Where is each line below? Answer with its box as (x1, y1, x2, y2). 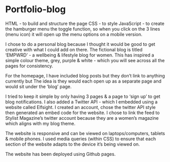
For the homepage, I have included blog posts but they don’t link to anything (5, 72, 165, 78)
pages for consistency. (5, 63, 53, 69)
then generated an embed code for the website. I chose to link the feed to (5, 110, 160, 116)
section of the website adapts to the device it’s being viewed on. (5, 141, 140, 147)
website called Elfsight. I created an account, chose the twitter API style (5, 104, 156, 110)
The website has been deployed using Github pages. (5, 151, 116, 157)
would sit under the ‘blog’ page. (5, 83, 72, 90)
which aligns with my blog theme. (5, 120, 76, 126)
